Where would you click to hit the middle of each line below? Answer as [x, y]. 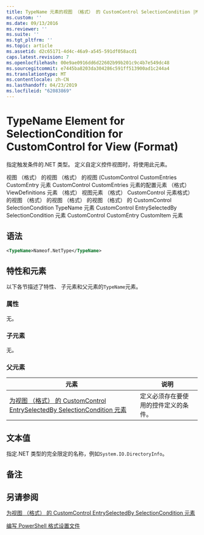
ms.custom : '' [24, 18]
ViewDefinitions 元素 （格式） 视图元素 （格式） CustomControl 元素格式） [100, 193]
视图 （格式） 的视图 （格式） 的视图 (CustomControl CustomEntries [92, 177]
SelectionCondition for [65, 134]
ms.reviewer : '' [27, 29]
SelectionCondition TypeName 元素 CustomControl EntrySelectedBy [92, 208]
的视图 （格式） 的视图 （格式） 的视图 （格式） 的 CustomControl [89, 200]
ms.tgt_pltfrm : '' [29, 40]
